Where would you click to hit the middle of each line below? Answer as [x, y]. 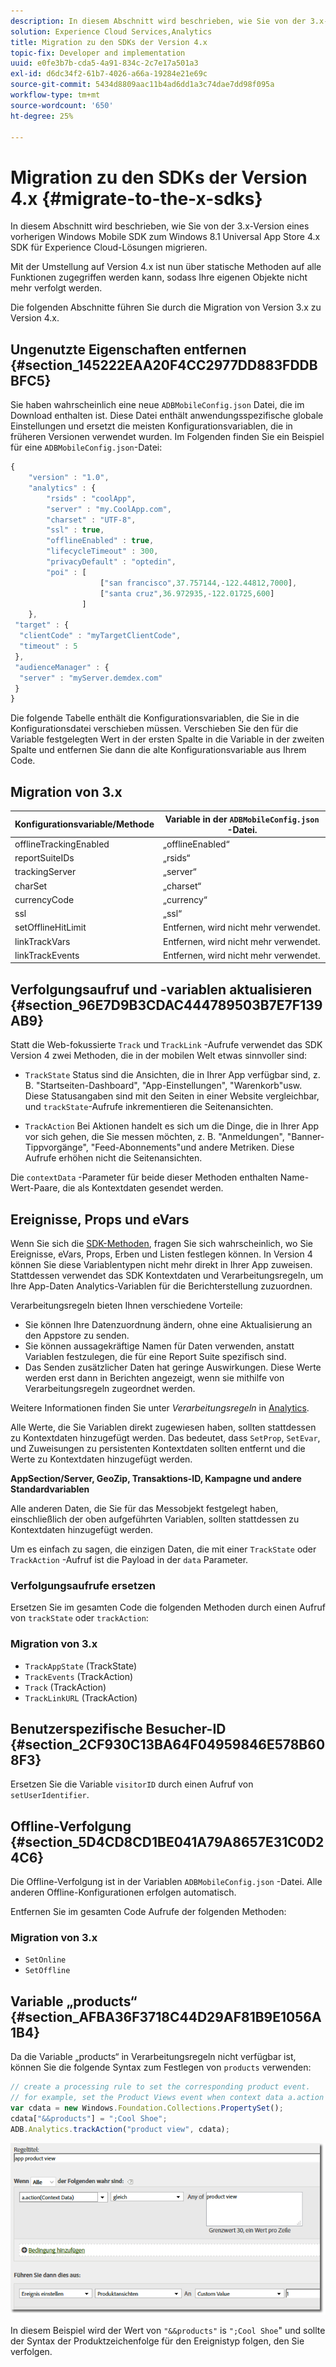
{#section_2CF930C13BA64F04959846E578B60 [168, 1744]
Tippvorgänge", [56, 1147]
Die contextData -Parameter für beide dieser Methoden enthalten [144, 1177]
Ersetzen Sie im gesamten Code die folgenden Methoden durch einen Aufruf [168, 1607]
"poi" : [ [66, 572]
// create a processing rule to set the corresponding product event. [160, 2087]
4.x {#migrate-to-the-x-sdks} [136, 198]
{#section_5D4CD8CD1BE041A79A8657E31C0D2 [167, 1841]
